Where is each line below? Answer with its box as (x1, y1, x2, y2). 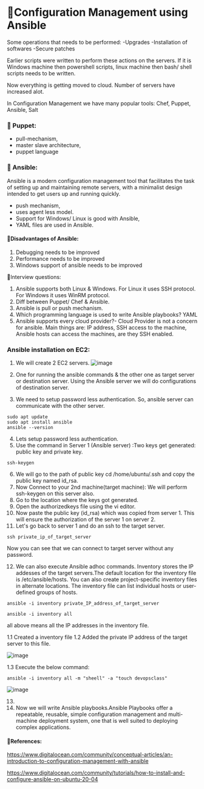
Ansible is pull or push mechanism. (15, 304, 103, 312)
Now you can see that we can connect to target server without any (7, 545, 174, 552)
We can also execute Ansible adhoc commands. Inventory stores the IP (15, 563, 194, 570)
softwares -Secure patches (7, 45, 75, 52)
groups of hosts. (36, 589, 78, 596)
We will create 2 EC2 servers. (15, 359, 90, 367)
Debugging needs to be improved (15, 249, 100, 256)
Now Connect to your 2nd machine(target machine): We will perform (15, 483, 188, 491)
